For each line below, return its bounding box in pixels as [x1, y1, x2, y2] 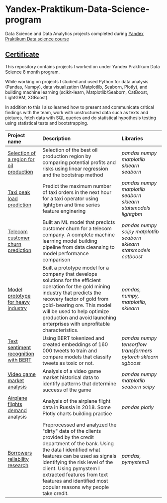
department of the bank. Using [42, 440, 114, 447]
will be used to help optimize [42, 308, 109, 315]
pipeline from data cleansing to [42, 243, 115, 250]
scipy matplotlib [121, 228, 159, 235]
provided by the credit [42, 434, 94, 441]
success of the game [42, 386, 91, 393]
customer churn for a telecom [42, 225, 112, 232]
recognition [7, 350, 35, 357]
